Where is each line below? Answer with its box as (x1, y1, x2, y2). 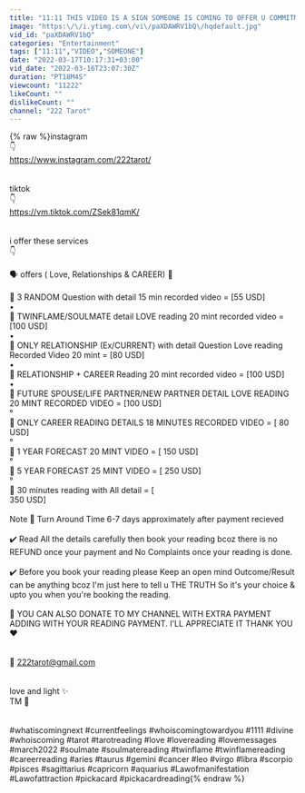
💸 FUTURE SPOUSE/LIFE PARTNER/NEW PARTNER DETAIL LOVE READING (9, 388, 290, 400)
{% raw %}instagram (9, 131, 88, 142)
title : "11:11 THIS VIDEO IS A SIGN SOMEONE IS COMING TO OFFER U (9, 13, 266, 23)
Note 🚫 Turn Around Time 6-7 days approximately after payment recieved (9, 514, 284, 525)
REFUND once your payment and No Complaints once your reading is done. (9, 547, 293, 558)
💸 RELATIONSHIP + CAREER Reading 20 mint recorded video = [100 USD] (9, 369, 285, 380)
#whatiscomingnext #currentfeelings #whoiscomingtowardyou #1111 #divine (9, 725, 294, 736)
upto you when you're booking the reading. (9, 590, 171, 600)
